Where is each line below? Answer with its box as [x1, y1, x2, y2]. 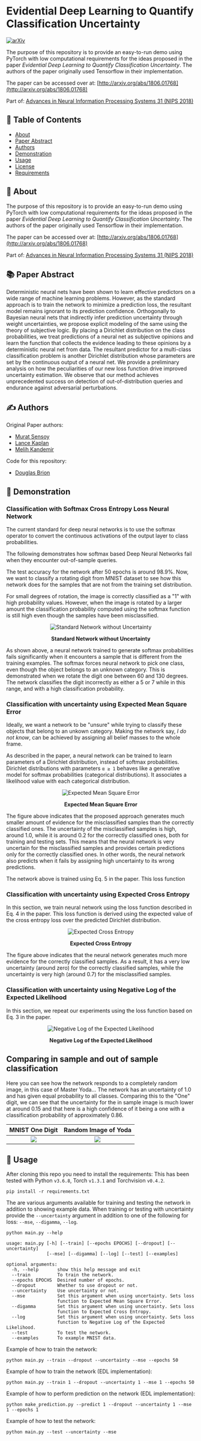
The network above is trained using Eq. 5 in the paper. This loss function [6, 875, 185, 883]
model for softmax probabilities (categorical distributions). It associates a [6, 771, 187, 779]
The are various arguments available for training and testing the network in [6, 1199, 191, 1207]
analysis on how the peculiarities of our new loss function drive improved [6, 365, 187, 372]
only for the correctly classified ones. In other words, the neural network [6, 851, 185, 858]
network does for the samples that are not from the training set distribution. [6, 581, 193, 588]
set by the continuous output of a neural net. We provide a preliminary [6, 359, 179, 366]
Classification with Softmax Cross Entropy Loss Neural [6, 504, 169, 513]
